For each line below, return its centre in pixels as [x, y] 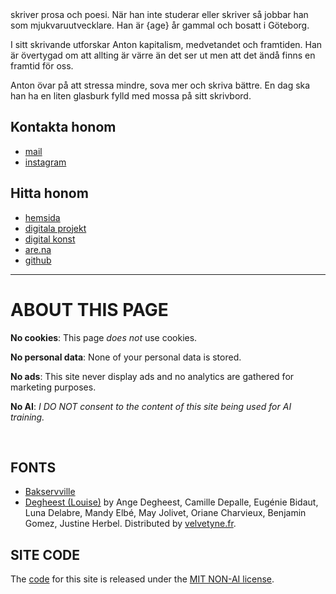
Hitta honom [49, 193]
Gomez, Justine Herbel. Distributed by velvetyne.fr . [130, 524]
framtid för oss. [42, 66]
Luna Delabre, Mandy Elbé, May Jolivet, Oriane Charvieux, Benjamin [165, 513]
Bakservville [50, 492]
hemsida [42, 217]
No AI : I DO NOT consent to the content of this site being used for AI [151, 406]
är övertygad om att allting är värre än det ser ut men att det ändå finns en [163, 55]
